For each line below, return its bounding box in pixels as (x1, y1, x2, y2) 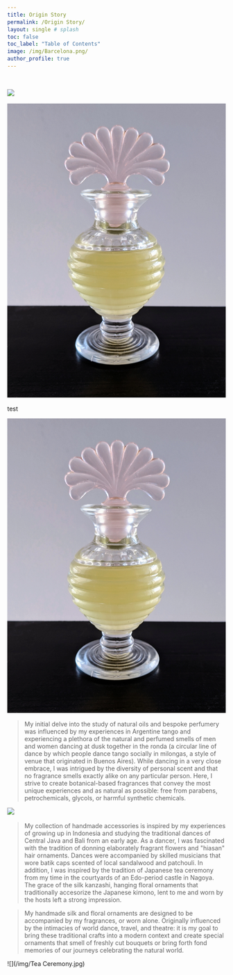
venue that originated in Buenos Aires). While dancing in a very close (24, 756, 222, 765)
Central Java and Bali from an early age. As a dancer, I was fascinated (24, 836, 225, 845)
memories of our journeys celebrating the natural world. (24, 946, 184, 954)
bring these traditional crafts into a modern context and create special (24, 931, 224, 940)
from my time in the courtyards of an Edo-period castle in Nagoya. (24, 873, 214, 882)
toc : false (7, 33, 39, 40)
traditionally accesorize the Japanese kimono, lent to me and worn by (24, 888, 224, 896)
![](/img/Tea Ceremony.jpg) (7, 959, 85, 967)
